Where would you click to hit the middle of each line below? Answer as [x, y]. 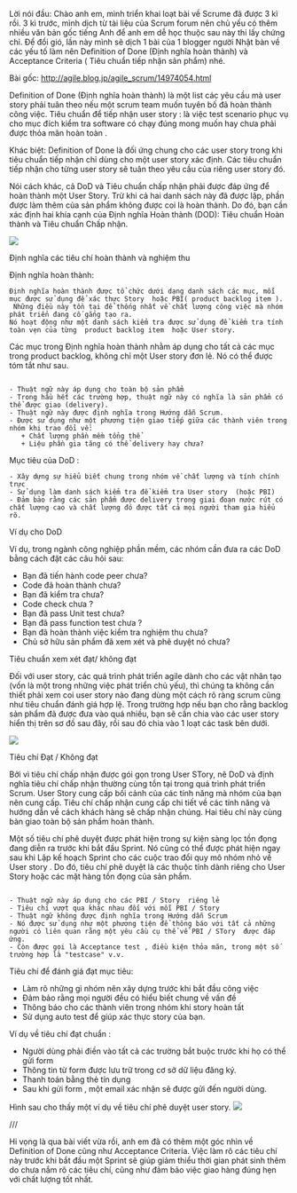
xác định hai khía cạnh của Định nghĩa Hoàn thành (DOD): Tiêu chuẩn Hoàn [147, 214]
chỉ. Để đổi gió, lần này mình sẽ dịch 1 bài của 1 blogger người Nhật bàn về [145, 42]
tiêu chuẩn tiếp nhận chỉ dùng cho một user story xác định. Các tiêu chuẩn [145, 159]
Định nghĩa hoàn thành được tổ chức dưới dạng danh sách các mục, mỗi [142, 291]
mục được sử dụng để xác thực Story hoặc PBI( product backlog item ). [146, 299]
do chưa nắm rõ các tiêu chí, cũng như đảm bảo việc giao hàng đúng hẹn [143, 1170]
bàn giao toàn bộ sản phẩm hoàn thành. [82, 822]
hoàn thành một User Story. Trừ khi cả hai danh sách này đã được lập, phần [147, 196]
